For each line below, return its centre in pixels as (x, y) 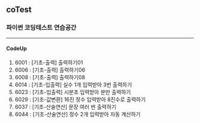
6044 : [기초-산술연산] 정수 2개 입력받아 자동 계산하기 (78, 114)
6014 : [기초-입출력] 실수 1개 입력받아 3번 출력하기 (73, 85)
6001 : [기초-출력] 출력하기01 (49, 62)
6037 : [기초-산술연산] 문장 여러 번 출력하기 (65, 106)
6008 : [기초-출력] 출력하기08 (50, 77)
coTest (19, 10)
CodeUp (17, 48)
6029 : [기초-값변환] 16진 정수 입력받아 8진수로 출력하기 (80, 99)
